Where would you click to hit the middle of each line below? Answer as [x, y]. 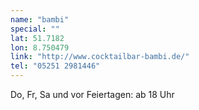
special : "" [35, 29]
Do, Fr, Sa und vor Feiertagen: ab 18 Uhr [92, 94]
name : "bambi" [40, 19]
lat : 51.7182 [37, 38]
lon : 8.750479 [40, 47]
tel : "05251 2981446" [55, 66]
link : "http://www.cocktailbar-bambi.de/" [100, 57]
